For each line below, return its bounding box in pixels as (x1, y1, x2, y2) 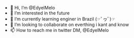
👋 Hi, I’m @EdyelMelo (10, 5, 55, 10)
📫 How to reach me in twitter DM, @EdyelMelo (10, 27, 109, 33)
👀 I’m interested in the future (10, 10, 70, 16)
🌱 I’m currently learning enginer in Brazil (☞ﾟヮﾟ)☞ (10, 16, 116, 22)
